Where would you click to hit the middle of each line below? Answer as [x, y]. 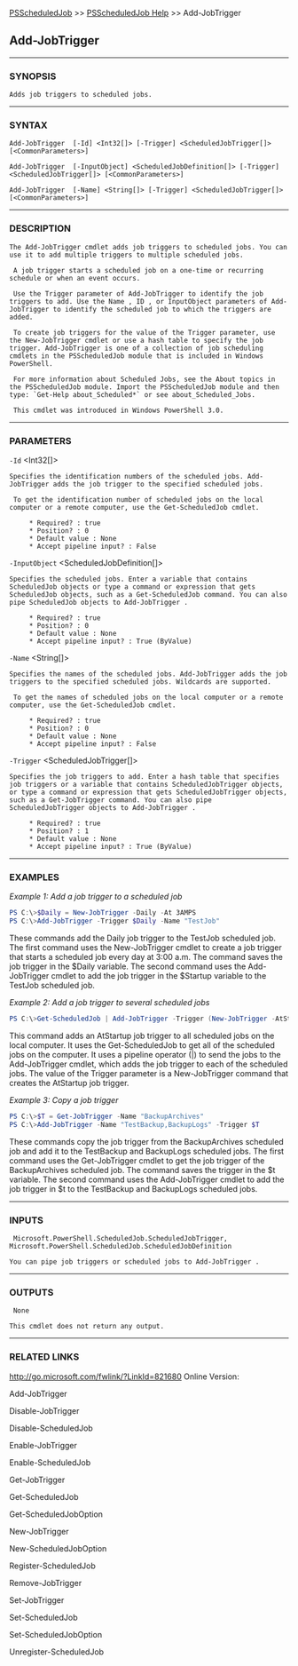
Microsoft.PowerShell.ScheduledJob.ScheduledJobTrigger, [120, 1238]
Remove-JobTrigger [46, 1583]
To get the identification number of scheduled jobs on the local [138, 500]
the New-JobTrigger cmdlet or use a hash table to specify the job [137, 340]
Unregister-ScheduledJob [57, 1652]
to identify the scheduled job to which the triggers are [162, 309]
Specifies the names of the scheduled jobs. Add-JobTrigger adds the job [149, 674]
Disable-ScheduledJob [51, 1428]
